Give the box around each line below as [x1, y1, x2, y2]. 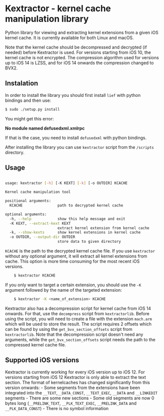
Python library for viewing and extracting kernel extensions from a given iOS [5, 29, 159, 35]
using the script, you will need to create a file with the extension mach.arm [5, 316, 152, 322]
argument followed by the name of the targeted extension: [5, 287, 122, 293]
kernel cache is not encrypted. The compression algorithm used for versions [5, 54, 159, 60]
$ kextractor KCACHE [14, 273, 56, 278]
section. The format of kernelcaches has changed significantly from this [5, 379, 150, 385]
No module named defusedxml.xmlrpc [5, 125, 85, 131]
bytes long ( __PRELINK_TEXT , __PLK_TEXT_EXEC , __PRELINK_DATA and [5, 400, 137, 406]
